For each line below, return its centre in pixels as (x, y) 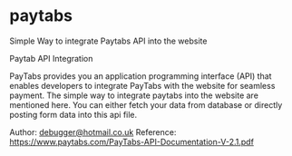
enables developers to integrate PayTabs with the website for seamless (142, 85)
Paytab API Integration (51, 58)
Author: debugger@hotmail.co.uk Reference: (93, 132)
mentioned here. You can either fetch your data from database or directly (146, 104)
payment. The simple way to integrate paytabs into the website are (134, 95)
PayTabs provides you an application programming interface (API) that (141, 76)
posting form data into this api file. (73, 114)
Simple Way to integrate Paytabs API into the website (108, 41)
